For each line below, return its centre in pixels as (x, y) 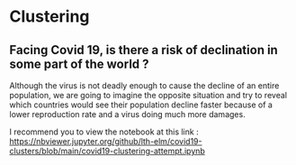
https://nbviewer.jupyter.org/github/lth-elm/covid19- (106, 141)
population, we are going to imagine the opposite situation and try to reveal (148, 95)
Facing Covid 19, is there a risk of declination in (144, 50)
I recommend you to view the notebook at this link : (104, 132)
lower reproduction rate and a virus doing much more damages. (127, 114)
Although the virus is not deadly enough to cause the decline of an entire (144, 86)
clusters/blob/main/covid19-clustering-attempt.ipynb (107, 151)
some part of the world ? (80, 64)
